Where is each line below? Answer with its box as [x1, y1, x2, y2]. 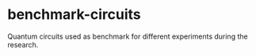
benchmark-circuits [7, 6, 142, 24]
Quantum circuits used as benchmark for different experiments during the [7, 32, 248, 41]
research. [7, 39, 39, 49]
